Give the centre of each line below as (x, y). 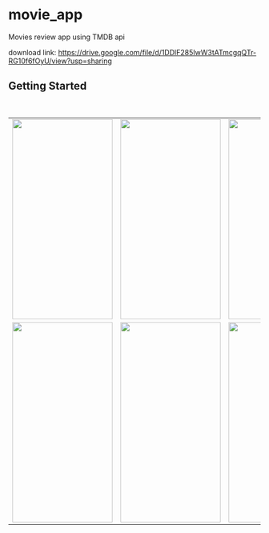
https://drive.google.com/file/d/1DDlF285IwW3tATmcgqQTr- (157, 52)
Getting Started (48, 86)
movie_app (46, 15)
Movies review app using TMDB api (67, 37)
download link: (32, 52)
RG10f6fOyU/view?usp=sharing (60, 61)
